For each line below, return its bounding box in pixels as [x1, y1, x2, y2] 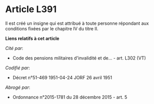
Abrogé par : [5, 84, 30, 90]
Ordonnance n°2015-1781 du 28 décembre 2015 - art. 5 [12, 94, 128, 100]
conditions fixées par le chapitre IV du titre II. [5, 25, 98, 31]
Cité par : [5, 45, 24, 51]
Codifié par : [5, 65, 30, 71]
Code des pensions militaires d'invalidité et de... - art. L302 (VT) [12, 55, 146, 61]
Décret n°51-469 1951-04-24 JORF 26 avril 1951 [12, 74, 113, 80]
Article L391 [5, 4, 57, 15]
